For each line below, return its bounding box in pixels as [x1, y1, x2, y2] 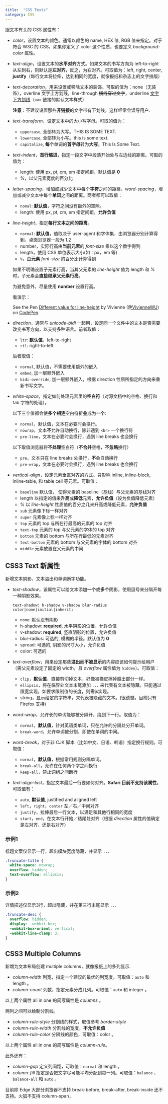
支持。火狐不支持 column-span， [5, 1093, 74, 1099]
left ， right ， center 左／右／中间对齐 [20, 803, 99, 809]
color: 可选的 [20, 648, 47, 654]
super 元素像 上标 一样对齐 [20, 514, 73, 520]
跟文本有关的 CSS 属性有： [5, 26, 61, 33]
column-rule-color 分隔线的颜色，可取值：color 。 [12, 1032, 116, 1038]
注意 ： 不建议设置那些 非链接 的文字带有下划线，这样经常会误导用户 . [12, 107, 150, 113]
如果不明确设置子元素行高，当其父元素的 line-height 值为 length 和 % [12, 266, 155, 272]
